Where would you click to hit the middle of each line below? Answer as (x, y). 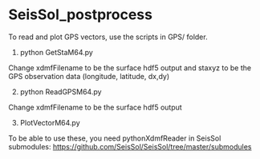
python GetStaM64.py (57, 52)
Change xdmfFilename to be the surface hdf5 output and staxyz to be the (130, 68)
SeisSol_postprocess (80, 15)
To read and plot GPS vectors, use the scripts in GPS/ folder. (108, 37)
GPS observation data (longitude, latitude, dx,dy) (89, 76)
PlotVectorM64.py (50, 122)
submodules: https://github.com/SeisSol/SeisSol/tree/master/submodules (130, 146)
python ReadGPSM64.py (61, 91)
